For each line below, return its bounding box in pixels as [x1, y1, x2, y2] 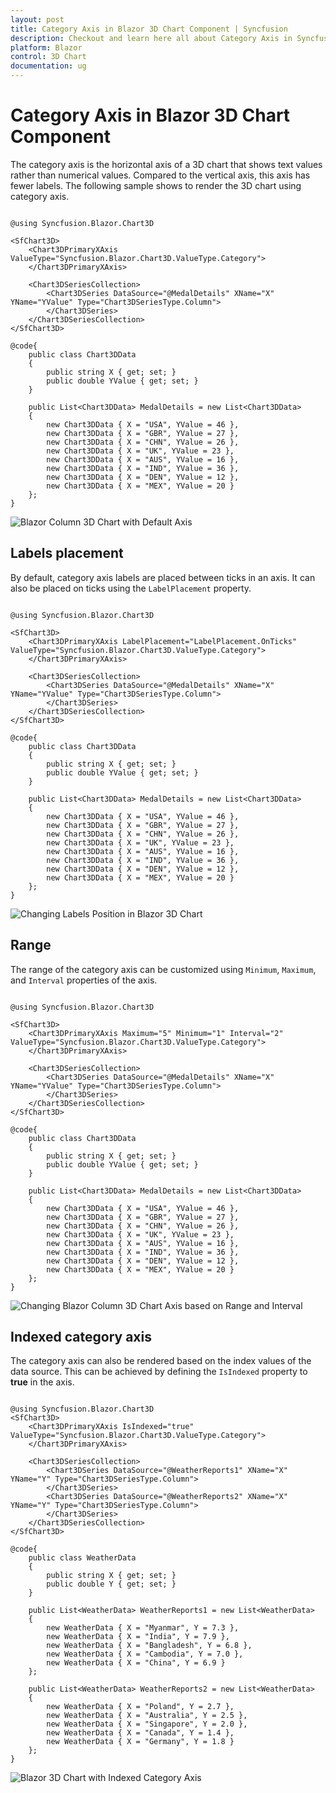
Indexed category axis [10, 1328, 152, 1345]
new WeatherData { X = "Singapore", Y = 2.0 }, [46, 1719, 248, 1730]
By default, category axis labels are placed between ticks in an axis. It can [10, 571, 316, 583]
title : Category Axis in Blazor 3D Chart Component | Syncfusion [10, 24, 288, 34]
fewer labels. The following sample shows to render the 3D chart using [10, 179, 302, 191]
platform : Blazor [10, 42, 83, 53]
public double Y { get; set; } [46, 1579, 177, 1590]
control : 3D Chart [10, 52, 87, 62]
